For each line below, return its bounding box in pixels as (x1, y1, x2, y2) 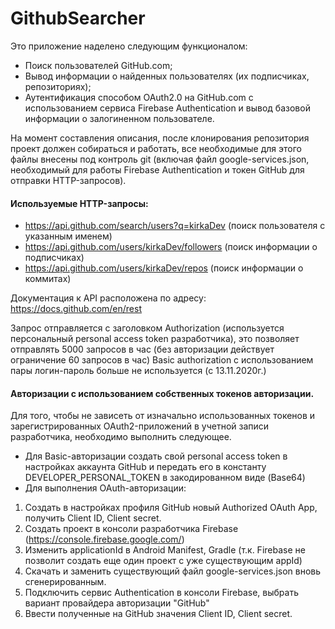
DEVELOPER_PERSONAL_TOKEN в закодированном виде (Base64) (24, 472, 306, 484)
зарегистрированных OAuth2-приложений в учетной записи (10, 420, 270, 432)
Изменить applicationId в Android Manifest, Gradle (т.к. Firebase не (24, 544, 306, 556)
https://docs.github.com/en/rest (10, 303, 142, 315)
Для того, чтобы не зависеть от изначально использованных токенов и (10, 410, 316, 422)
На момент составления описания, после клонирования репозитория (10, 132, 310, 144)
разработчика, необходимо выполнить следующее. (10, 431, 232, 443)
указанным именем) (24, 230, 113, 242)
